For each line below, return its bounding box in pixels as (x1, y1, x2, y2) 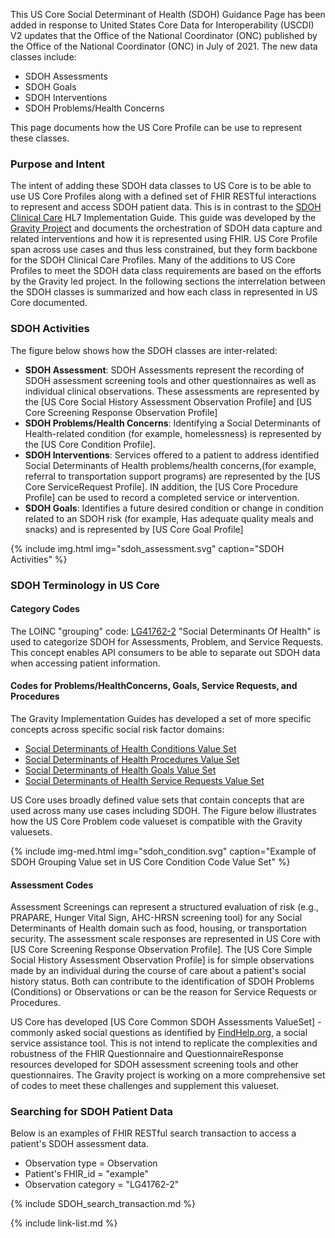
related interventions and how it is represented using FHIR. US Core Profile (10, 233, 318, 245)
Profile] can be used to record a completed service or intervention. (24, 491, 300, 503)
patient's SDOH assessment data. (10, 1138, 149, 1150)
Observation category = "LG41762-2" (24, 1179, 180, 1191)
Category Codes (10, 603, 80, 615)
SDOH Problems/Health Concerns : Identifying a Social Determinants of (24, 417, 321, 429)
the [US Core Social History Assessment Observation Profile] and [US (24, 395, 312, 408)
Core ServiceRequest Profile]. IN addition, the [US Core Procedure (24, 480, 298, 493)
